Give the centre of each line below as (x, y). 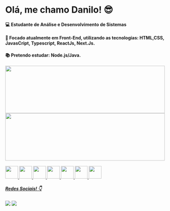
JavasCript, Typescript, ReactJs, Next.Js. (50, 43)
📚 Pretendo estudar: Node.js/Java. (43, 55)
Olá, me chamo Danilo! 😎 (59, 10)
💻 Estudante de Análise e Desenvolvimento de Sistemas (66, 24)
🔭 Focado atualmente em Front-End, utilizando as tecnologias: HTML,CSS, (85, 38)
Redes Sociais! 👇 (24, 189)
